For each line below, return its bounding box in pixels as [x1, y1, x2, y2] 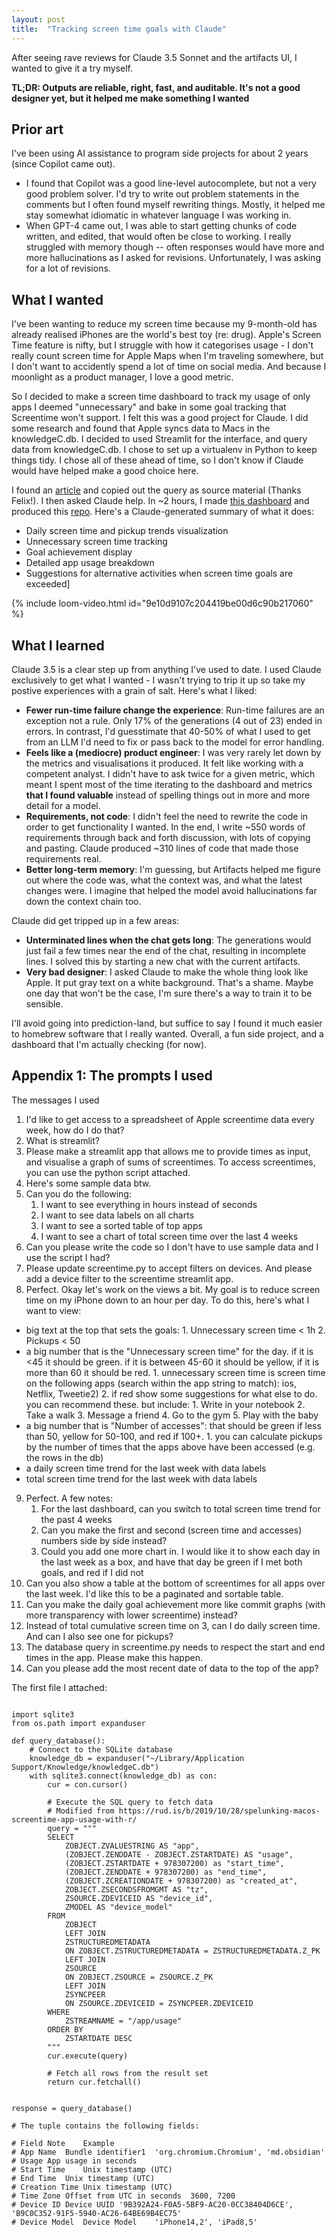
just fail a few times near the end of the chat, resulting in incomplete [25, 944, 307, 956]
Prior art [11, 121, 64, 138]
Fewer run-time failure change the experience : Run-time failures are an [25, 704, 325, 716]
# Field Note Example [11, 2138, 115, 2148]
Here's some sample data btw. [25, 1177, 152, 1189]
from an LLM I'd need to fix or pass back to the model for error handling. [25, 736, 325, 748]
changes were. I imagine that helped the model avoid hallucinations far [25, 884, 318, 896]
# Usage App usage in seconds [11, 2156, 138, 2166]
